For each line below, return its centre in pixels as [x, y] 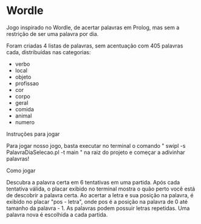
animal [23, 116]
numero [25, 122]
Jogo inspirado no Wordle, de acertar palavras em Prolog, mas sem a [93, 27]
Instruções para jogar [33, 134]
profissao [27, 83]
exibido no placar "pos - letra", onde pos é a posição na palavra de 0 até [97, 201]
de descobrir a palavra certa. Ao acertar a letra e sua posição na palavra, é [100, 195]
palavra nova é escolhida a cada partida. [57, 214]
